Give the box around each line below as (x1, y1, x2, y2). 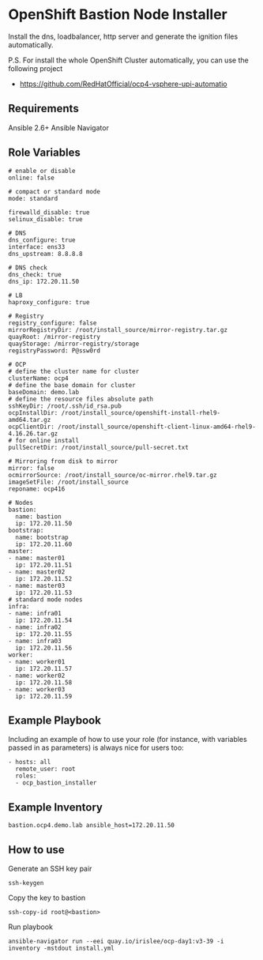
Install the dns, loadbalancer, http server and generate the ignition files (8, 32, 239, 41)
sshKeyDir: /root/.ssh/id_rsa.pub (8, 401, 122, 410)
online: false (8, 174, 55, 182)
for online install (15, 436, 80, 444)
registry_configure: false (8, 318, 97, 327)
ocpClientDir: (8, 423, 55, 431)
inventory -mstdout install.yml (8, 944, 115, 952)
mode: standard (8, 194, 58, 202)
